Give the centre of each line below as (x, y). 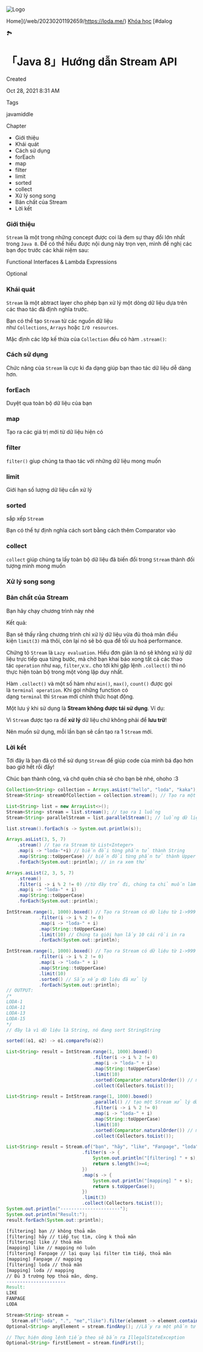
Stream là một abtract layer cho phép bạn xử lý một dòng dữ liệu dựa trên (97, 302)
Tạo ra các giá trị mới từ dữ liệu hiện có (55, 432)
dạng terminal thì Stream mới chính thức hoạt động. (70, 696)
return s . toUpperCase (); (124, 1186)
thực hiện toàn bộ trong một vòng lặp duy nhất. (65, 672)
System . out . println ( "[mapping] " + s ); (143, 1181)
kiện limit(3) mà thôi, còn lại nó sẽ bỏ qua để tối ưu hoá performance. (94, 641)
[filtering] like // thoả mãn (44, 1242)
